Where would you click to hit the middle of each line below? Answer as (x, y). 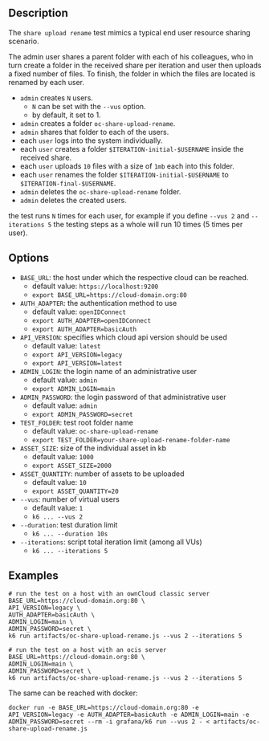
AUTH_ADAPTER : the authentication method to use (98, 303)
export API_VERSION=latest (77, 363)
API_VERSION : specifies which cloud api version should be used (123, 337)
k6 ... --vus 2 (57, 517)
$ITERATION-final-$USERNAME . (68, 183)
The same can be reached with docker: (73, 693)
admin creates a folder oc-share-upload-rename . (98, 123)
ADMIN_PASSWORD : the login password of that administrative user (123, 397)
